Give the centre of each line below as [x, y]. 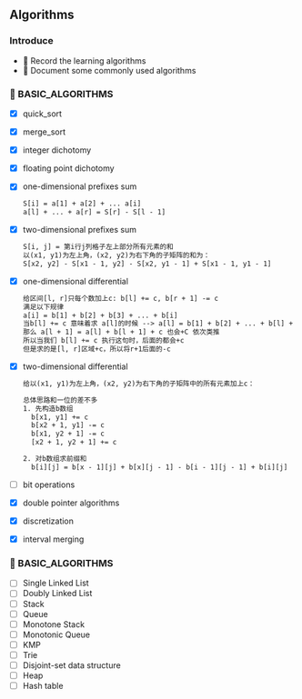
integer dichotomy [57, 150]
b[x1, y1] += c [60, 417]
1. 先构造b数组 [48, 408]
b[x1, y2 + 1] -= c [68, 434]
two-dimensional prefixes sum [79, 230]
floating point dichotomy [69, 168]
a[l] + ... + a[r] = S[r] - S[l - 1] [94, 213]
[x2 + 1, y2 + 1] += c [74, 443]
